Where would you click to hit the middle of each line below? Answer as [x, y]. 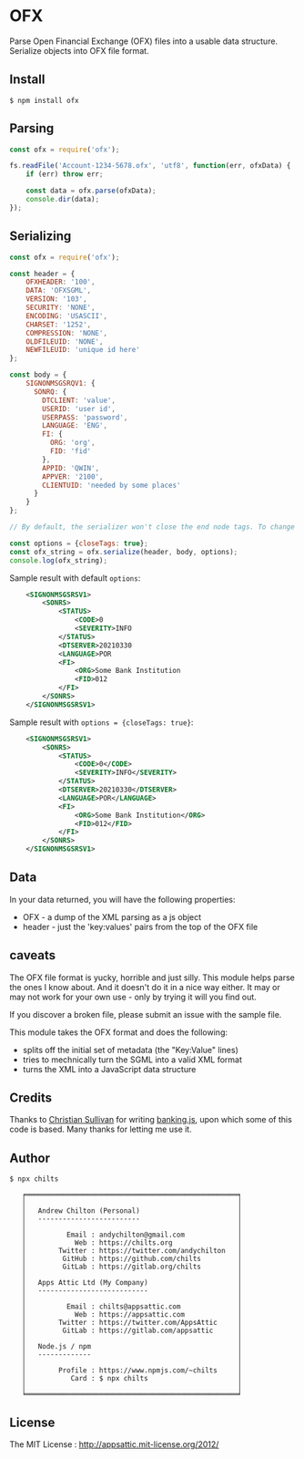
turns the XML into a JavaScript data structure [109, 1069]
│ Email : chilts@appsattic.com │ [132, 1307]
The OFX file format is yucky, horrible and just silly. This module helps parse [152, 978]
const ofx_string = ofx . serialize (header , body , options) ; [124, 552]
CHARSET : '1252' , [59, 325]
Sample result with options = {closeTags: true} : [101, 722]
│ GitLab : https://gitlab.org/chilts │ [132, 1267]
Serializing [41, 237]
